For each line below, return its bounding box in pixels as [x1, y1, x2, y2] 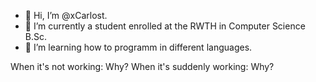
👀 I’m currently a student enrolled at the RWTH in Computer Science [24, 20, 306, 32]
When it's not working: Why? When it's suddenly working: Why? [10, 61, 275, 72]
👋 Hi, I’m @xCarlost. [24, 10, 108, 21]
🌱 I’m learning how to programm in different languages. [24, 41, 253, 53]
